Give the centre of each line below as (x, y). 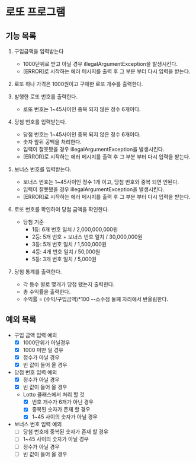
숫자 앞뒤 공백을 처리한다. (52, 142)
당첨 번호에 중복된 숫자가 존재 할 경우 (66, 432)
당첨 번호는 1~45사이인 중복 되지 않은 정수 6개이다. (82, 134)
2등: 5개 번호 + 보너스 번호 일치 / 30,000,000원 (87, 237)
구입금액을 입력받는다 (39, 51)
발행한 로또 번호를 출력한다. (46, 96)
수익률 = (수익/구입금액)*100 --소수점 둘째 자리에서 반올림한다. (96, 299)
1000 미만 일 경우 (43, 350)
